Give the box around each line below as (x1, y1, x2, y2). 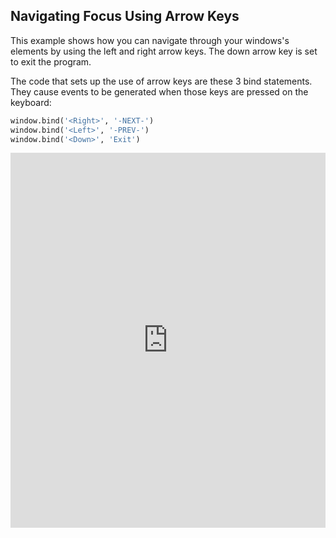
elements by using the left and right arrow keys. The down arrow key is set (10, 45, 318, 57)
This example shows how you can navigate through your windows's (10, 34, 290, 46)
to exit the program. (10, 55, 92, 68)
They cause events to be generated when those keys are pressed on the (10, 85, 309, 98)
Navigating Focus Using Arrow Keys (10, 8, 240, 25)
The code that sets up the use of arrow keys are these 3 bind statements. (10, 75, 313, 87)
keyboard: (10, 96, 52, 108)
